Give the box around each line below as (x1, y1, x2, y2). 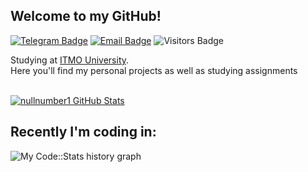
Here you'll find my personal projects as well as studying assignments (10, 64, 298, 76)
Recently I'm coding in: (10, 124, 157, 141)
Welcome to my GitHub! (10, 8, 162, 25)
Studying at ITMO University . (10, 54, 130, 66)
